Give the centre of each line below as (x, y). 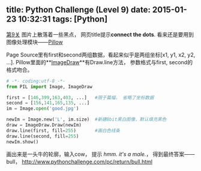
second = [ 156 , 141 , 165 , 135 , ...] (48, 103)
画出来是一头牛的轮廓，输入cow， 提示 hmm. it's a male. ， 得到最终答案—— (100, 154)
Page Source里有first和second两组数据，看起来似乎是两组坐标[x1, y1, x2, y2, (101, 55)
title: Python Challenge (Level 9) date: (79, 10)
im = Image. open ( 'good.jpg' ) (43, 109)
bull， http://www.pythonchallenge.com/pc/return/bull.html (79, 161)
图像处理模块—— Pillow (34, 42)
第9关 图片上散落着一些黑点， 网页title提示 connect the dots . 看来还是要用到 (100, 34)
